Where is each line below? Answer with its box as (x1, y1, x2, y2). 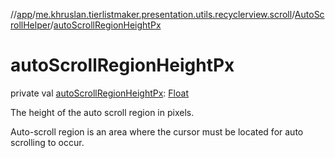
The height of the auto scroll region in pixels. (10, 106, 195, 118)
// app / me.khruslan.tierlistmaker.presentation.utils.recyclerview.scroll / (10, 9, 295, 20)
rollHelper (10, 19, 51, 31)
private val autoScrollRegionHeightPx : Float (10, 87, 189, 99)
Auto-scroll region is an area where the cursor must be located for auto (10, 125, 304, 138)
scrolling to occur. (10, 136, 85, 148)
